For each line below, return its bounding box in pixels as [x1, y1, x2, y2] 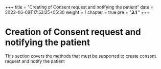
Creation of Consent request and [5, 26, 141, 38]
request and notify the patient [5, 58, 65, 64]
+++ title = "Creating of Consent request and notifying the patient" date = [5, 4, 154, 10]
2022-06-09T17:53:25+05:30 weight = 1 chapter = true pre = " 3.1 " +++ [5, 9, 150, 15]
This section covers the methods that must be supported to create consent [5, 53, 156, 59]
